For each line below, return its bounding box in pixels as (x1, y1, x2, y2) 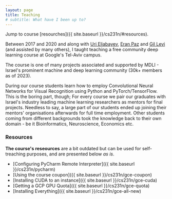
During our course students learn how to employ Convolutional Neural (5, 83, 154, 89)
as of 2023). (5, 73, 32, 79)
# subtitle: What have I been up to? (5, 17, 86, 22)
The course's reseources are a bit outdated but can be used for (5, 145, 141, 151)
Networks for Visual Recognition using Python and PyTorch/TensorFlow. (5, 88, 158, 94)
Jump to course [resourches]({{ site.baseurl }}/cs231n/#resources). (5, 31, 149, 37)
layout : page (5, 7, 33, 13)
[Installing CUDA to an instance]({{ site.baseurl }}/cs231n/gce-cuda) (12, 177, 158, 183)
